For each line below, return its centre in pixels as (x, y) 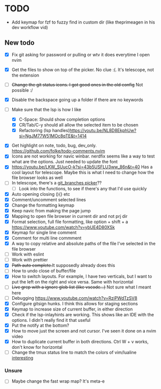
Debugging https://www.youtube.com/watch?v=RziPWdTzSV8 (74, 298)
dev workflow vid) (30, 27)
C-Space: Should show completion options (62, 119)
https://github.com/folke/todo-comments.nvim (58, 151)
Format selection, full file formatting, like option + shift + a (70, 222)
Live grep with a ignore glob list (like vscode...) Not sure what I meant (81, 287)
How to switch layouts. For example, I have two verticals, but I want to (82, 276)
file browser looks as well (37, 178)
